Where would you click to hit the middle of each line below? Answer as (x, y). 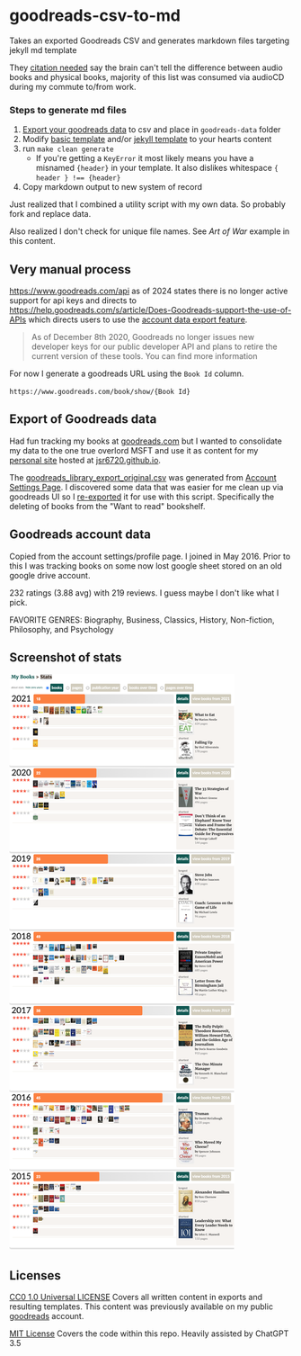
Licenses (35, 1275)
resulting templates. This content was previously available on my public (142, 1307)
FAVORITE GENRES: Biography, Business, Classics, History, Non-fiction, (142, 620)
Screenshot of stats (66, 658)
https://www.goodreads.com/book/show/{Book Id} (100, 392)
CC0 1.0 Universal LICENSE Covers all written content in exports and (136, 1298)
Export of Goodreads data (83, 419)
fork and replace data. (50, 214)
